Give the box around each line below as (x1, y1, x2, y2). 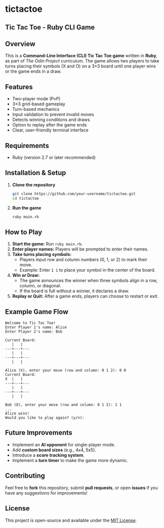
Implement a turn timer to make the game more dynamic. (12, 457, 129, 463)
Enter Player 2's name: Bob (5, 329, 63, 334)
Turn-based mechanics (12, 106, 60, 112)
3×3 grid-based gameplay (12, 101, 65, 107)
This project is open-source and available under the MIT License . (5, 517, 137, 523)
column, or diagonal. (19, 283, 61, 289)
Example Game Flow (5, 308, 69, 316)
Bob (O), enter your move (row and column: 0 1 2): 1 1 (5, 403, 122, 407)
